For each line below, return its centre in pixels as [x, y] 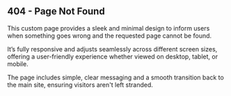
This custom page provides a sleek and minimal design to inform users [109, 28]
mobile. [18, 64]
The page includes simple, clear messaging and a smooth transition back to [115, 77]
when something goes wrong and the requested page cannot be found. [110, 35]
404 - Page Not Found [56, 11]
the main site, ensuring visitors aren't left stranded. [80, 85]
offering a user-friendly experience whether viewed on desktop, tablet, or [112, 56]
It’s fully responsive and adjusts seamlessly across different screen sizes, [112, 49]
